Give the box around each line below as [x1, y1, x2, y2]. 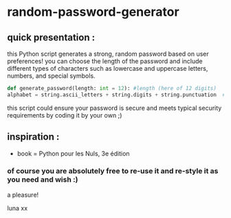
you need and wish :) [7, 175, 78, 184]
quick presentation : [7, 32, 95, 43]
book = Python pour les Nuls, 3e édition [16, 149, 130, 157]
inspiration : [7, 131, 60, 143]
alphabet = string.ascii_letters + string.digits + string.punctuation [7, 91, 217, 98]
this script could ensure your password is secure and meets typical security [7, 104, 222, 112]
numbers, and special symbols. [7, 72, 96, 80]
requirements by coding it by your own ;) [7, 111, 122, 119]
